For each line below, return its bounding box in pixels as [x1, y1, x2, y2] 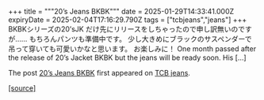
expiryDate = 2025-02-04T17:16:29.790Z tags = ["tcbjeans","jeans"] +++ [8, 15, 247, 24]
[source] [8, 83, 36, 93]
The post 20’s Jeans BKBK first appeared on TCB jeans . [8, 69, 190, 77]
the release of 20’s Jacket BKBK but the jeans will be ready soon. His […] [8, 53, 247, 62]
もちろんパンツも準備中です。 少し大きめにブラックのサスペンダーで [29, 35, 252, 43]
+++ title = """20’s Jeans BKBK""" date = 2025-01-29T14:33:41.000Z [8, 7, 235, 16]
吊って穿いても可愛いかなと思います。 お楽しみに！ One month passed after [8, 44, 256, 54]
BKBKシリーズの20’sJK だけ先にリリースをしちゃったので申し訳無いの [8, 24, 239, 34]
